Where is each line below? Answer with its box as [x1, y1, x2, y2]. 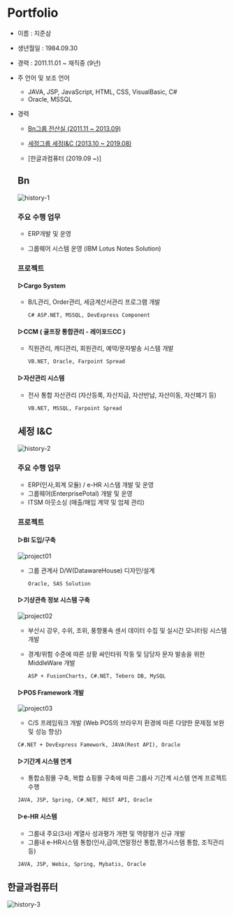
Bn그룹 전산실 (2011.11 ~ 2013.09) [27, 124, 122, 132]
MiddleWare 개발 [27, 659, 75, 667]
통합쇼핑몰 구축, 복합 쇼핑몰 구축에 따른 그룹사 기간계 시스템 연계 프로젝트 [27, 774, 228, 782]
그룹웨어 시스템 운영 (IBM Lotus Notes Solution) [27, 244, 162, 253]
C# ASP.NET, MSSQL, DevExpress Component [27, 312, 150, 319]
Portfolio [7, 5, 59, 21]
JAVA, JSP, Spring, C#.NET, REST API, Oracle [17, 797, 152, 804]
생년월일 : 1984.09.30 [17, 43, 78, 52]
